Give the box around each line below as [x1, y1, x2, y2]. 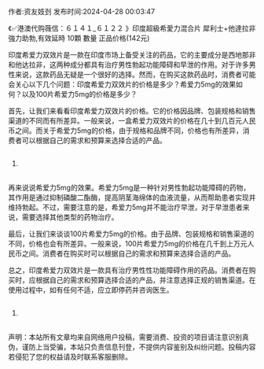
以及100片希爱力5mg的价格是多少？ [21, 90, 137, 98]
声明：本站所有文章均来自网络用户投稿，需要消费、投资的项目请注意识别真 [8, 332, 249, 341]
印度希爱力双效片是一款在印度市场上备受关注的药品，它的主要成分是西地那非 [8, 50, 256, 59]
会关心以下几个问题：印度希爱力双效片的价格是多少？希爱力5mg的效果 [8, 79, 236, 89]
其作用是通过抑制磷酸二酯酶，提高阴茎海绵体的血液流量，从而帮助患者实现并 [8, 192, 256, 202]
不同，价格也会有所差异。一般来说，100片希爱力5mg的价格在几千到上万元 [8, 238, 247, 248]
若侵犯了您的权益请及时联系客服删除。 [8, 352, 132, 361]
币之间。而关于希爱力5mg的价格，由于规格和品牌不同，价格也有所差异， [8, 126, 244, 135]
